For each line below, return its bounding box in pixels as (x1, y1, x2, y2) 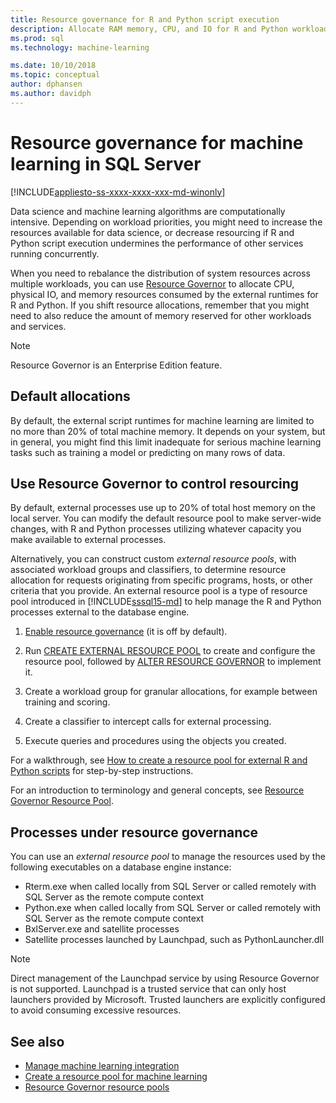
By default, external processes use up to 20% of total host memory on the (10, 502, 316, 514)
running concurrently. (10, 247, 100, 260)
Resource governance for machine (10, 131, 304, 154)
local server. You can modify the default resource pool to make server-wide (10, 512, 322, 525)
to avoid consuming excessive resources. (10, 1004, 182, 1016)
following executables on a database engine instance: (10, 861, 232, 873)
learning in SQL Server (10, 152, 202, 175)
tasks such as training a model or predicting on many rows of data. (10, 446, 286, 458)
